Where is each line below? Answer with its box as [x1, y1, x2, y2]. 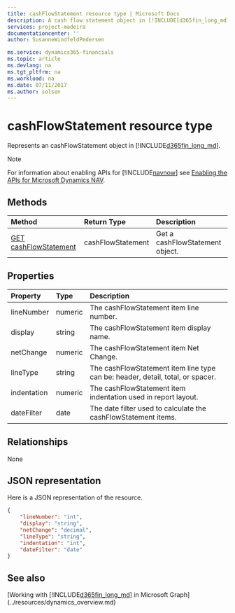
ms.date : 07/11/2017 [7, 81, 68, 88]
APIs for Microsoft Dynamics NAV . [7, 176, 106, 184]
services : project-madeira [7, 23, 86, 30]
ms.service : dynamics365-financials [7, 49, 114, 56]
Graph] [169, 591, 190, 599]
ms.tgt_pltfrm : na [7, 68, 61, 76]
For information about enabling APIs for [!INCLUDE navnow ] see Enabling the [7, 169, 228, 177]
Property [10, 291, 41, 301]
